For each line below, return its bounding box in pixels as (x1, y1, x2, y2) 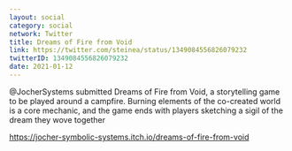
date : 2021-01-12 (9, 63, 73, 72)
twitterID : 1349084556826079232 (9, 54, 128, 63)
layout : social (9, 12, 65, 22)
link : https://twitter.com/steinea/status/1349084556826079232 (9, 46, 248, 55)
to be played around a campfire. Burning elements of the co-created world (9, 95, 281, 106)
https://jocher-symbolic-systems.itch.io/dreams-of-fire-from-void (9, 132, 250, 142)
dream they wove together (9, 114, 106, 125)
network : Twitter (9, 29, 73, 38)
